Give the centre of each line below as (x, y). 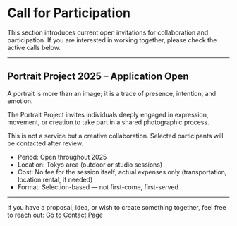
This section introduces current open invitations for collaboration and (108, 32)
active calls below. (34, 47)
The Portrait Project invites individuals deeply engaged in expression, (108, 114)
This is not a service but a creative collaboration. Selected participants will (115, 136)
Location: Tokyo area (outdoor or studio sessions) (90, 165)
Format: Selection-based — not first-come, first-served (98, 187)
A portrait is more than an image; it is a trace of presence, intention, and (112, 93)
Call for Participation (69, 13)
